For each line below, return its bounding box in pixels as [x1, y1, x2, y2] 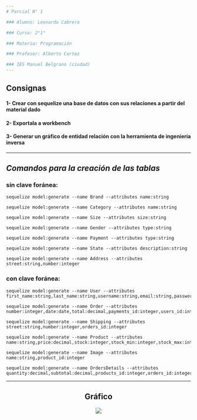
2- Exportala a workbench [6, 119, 71, 126]
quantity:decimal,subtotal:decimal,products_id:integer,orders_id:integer [6, 370, 193, 376]
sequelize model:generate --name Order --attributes [6, 303, 138, 309]
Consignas [6, 83, 47, 93]
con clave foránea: [6, 274, 60, 283]
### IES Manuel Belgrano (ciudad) [6, 62, 91, 68]
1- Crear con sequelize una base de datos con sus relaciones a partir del [6, 99, 185, 106]
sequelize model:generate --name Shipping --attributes [6, 318, 145, 325]
